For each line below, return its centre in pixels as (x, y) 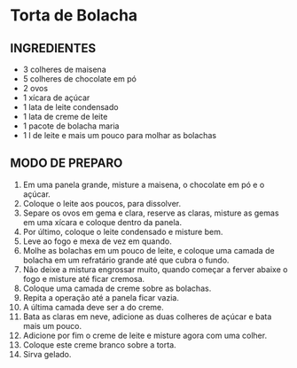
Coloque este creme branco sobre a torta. (99, 345)
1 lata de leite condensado (70, 107)
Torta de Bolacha (74, 16)
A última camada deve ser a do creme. (94, 307)
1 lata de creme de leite (65, 117)
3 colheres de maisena (65, 69)
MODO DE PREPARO (66, 164)
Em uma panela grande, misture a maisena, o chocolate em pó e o (144, 184)
